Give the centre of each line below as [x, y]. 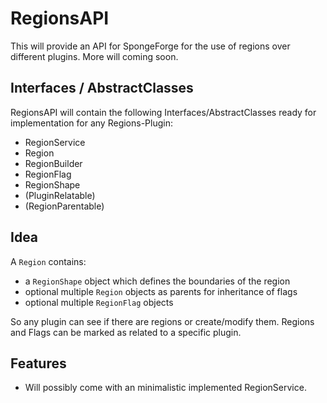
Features [38, 363]
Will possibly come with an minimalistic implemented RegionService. [165, 388]
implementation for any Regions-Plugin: [91, 123]
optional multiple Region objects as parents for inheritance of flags [161, 291]
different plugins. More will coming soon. [94, 56]
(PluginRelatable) [60, 195]
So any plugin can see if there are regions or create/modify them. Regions [162, 321]
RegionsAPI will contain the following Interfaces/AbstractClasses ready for [163, 112]
